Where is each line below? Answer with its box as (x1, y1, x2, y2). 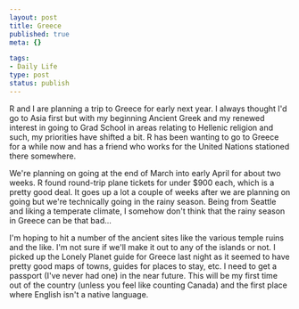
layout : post (9, 12, 58, 22)
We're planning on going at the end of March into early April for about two (9, 167, 281, 178)
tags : (9, 54, 29, 63)
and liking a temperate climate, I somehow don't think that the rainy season (9, 206, 286, 216)
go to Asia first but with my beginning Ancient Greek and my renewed (9, 112, 265, 123)
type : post (9, 70, 50, 80)
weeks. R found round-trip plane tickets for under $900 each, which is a (9, 177, 275, 188)
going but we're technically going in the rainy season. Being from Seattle (9, 196, 277, 207)
